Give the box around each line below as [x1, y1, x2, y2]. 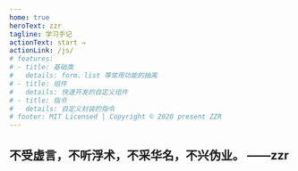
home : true [9, 12, 50, 22]
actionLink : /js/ [9, 46, 74, 55]
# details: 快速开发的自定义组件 [9, 87, 128, 96]
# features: [9, 54, 54, 63]
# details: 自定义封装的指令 [9, 104, 115, 113]
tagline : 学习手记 [9, 29, 73, 38]
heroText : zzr [9, 21, 63, 30]
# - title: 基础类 [9, 63, 74, 72]
